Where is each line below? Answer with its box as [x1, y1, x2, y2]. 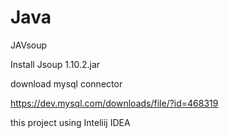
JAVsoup [10, 39, 48, 51]
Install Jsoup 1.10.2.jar [10, 58, 101, 70]
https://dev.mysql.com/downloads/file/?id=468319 [10, 97, 219, 109]
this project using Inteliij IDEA [10, 116, 131, 128]
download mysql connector [10, 77, 123, 90]
